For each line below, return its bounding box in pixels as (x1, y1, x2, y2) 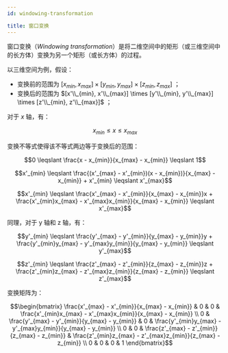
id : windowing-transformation (7, 10, 94, 17)
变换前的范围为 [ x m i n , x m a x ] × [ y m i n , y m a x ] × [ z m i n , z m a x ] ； (16, 80, 180, 90)
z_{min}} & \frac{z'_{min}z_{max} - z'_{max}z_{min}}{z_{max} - (41, 332, 220, 340)
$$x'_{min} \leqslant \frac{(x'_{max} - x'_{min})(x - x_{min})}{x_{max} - (14, 169, 216, 178)
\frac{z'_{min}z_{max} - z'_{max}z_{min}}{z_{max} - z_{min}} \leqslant (15, 267, 215, 276)
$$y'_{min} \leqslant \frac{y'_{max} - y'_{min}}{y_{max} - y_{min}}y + (16, 232, 214, 241)
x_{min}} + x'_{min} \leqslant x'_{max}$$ (58, 176, 173, 185)
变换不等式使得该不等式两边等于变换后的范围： (7, 142, 139, 151)
